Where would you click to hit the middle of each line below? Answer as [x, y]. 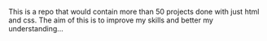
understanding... [36, 29]
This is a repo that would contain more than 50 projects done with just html [134, 12]
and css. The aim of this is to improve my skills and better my [111, 20]
